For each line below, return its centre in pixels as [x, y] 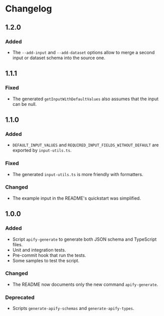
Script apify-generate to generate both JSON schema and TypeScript [85, 239]
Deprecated [20, 297]
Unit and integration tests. [39, 250]
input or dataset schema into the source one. [59, 58]
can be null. [25, 104]
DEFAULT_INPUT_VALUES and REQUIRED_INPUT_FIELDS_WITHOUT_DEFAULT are [86, 145]
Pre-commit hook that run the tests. [49, 255]
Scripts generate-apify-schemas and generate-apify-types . [73, 308]
